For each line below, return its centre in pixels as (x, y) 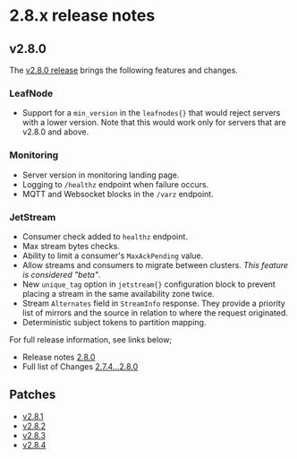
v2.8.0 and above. (55, 132)
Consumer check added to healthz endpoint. (105, 236)
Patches (33, 395)
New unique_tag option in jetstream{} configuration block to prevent (148, 284)
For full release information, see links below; (91, 339)
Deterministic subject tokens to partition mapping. (114, 322)
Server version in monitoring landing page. (101, 175)
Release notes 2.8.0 (59, 357)
